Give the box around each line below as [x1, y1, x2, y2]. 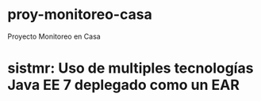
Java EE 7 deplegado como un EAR [7, 77, 240, 94]
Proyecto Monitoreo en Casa [7, 32, 101, 41]
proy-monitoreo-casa [7, 6, 152, 24]
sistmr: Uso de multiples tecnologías [7, 59, 254, 77]
